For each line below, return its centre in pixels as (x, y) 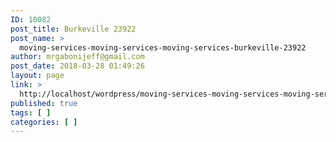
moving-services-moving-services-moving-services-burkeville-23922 (163, 47)
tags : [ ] (31, 112)
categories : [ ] (44, 122)
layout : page (37, 76)
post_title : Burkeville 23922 (73, 29)
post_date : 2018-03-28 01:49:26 (77, 66)
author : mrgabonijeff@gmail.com (77, 57)
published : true (44, 103)
